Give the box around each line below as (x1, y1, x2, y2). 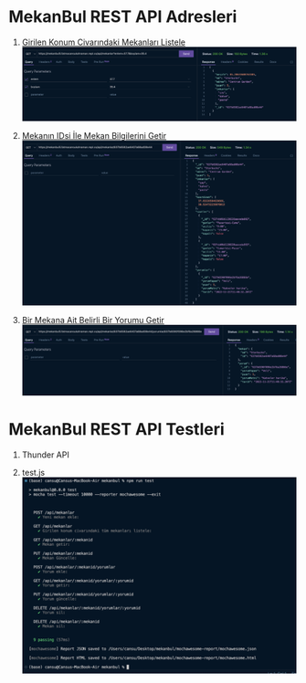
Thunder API (21, 449, 69, 460)
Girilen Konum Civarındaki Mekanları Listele (21, 37, 186, 47)
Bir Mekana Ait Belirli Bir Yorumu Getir (21, 315, 165, 326)
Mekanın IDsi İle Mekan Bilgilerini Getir (21, 130, 167, 141)
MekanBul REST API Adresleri (8, 6, 237, 27)
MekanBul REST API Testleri (8, 419, 225, 440)
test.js (21, 467, 46, 478)
